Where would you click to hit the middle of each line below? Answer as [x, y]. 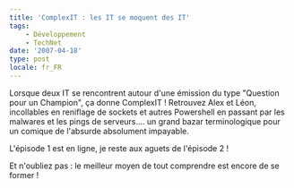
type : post [30, 59]
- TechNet [44, 43]
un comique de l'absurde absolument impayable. [99, 131]
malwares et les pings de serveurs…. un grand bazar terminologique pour [145, 121]
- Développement [56, 34]
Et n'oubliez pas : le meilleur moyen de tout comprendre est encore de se [144, 166]
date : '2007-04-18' [46, 51]
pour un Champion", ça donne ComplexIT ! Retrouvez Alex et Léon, [133, 102]
